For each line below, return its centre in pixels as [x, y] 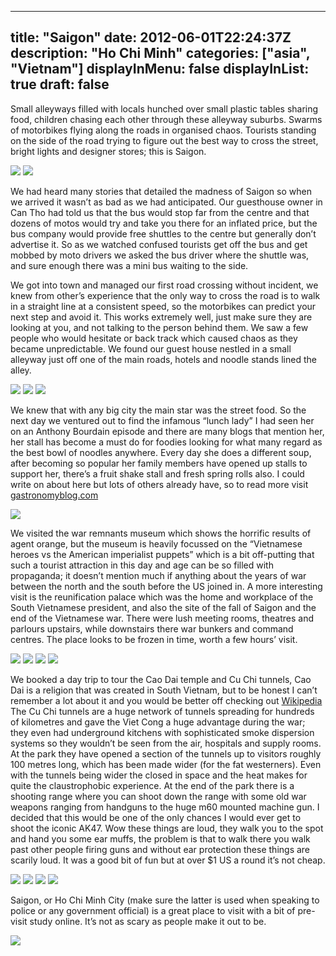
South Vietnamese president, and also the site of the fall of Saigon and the [163, 607]
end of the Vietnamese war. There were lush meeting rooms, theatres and [162, 618]
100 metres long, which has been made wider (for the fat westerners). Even [166, 764]
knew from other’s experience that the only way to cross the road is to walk [165, 295]
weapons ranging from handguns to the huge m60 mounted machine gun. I [165, 807]
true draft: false [60, 84]
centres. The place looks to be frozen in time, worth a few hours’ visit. [154, 639]
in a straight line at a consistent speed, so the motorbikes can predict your [163, 306]
